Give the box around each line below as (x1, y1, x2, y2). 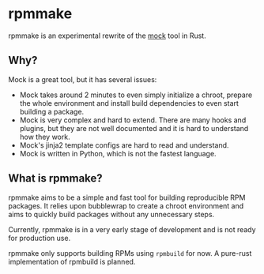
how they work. (19, 132, 70, 141)
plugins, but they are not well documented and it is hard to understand (19, 123, 249, 133)
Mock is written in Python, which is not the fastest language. (19, 148, 217, 158)
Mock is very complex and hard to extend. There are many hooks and (19, 115, 247, 125)
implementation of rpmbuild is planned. (8, 257, 136, 266)
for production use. (8, 233, 71, 242)
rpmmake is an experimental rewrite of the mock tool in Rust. (8, 31, 207, 40)
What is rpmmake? (8, 171, 103, 186)
